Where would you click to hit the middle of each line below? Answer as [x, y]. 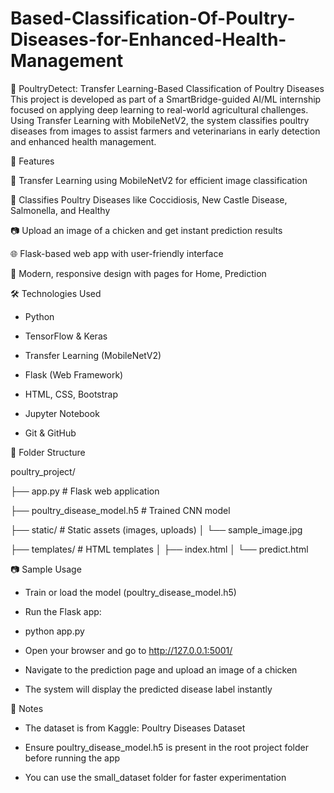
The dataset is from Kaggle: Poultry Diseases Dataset [135, 728]
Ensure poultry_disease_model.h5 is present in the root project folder [166, 747]
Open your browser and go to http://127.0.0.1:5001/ [128, 650]
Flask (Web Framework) [74, 374]
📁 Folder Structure [48, 452]
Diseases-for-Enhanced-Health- [148, 39]
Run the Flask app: [63, 611]
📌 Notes [27, 708]
